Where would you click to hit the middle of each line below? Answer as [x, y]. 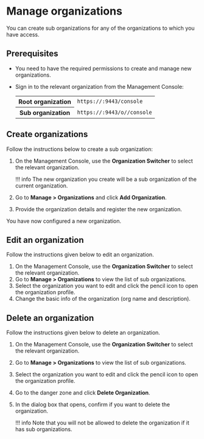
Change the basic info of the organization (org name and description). [103, 299]
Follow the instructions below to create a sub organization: [80, 149]
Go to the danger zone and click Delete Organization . [83, 393]
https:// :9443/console [110, 101]
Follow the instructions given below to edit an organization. [80, 255]
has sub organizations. [44, 429]
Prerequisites [32, 54]
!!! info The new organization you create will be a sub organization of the [106, 179]
